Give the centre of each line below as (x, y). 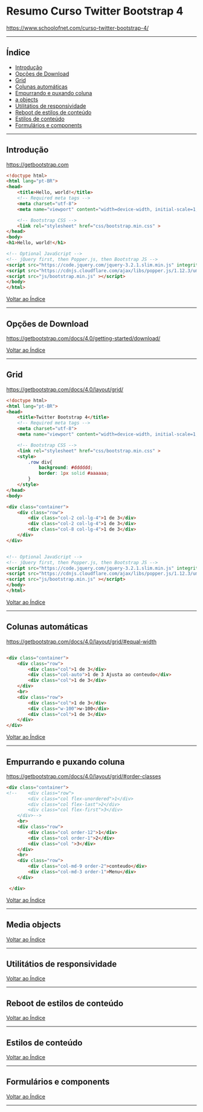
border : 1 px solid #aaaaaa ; (74, 474)
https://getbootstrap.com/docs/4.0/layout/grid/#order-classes (84, 776)
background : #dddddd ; (66, 468)
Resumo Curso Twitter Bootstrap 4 (95, 11)
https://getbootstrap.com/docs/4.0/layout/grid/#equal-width (82, 641)
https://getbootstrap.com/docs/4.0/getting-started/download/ (83, 338)
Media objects (34, 925)
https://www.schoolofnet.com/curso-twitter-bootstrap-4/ (78, 28)
